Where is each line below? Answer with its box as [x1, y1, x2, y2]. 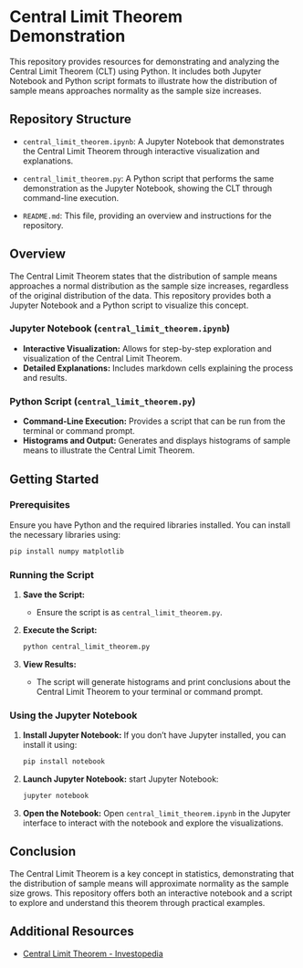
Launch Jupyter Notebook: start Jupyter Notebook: [22, 773, 219, 784]
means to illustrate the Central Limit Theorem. [22, 445, 195, 456]
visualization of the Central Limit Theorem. [22, 352, 183, 363]
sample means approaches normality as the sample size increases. [9, 85, 262, 96]
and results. [22, 372, 68, 383]
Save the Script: [22, 589, 85, 600]
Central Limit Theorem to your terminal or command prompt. [36, 686, 264, 697]
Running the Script [9, 568, 94, 581]
